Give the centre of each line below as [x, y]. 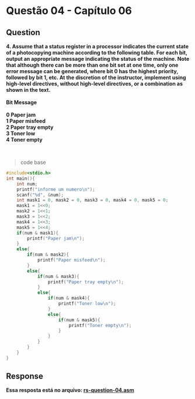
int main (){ [20, 178]
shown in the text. [28, 90]
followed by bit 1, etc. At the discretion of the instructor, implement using [96, 78]
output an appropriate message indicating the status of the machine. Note [98, 59]
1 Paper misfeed [26, 121]
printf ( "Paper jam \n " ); [56, 238]
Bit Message [21, 102]
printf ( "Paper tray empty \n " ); [86, 282]
